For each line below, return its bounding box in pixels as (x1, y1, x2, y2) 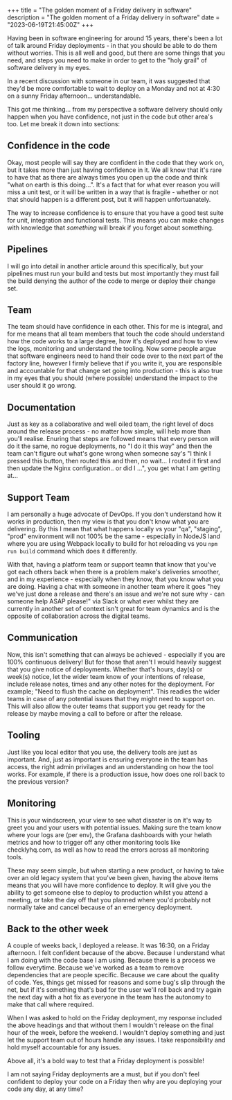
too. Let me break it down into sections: (7, 120, 120, 128)
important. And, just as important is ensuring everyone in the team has (7, 755, 208, 764)
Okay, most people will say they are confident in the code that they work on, (7, 158, 224, 166)
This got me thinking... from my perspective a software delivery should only (7, 105, 223, 113)
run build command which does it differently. (7, 547, 137, 556)
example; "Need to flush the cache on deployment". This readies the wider (7, 687, 220, 696)
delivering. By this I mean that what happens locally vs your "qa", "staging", (7, 525, 223, 533)
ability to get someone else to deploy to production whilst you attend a (7, 888, 208, 897)
